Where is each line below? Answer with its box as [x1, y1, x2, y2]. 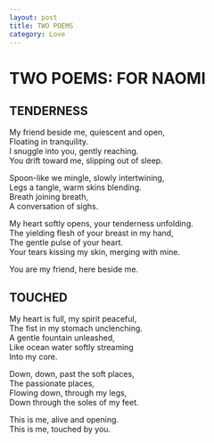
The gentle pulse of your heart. [9, 237, 123, 248]
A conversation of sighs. [9, 201, 99, 212]
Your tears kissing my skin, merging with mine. [9, 247, 181, 258]
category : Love [9, 29, 66, 38]
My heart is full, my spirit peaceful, [9, 314, 137, 324]
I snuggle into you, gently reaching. [9, 146, 139, 157]
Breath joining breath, [9, 192, 89, 202]
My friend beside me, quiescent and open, [9, 127, 165, 138]
